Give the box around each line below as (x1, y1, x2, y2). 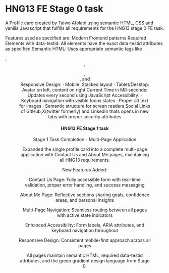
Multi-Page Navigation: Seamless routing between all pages (22, 207, 147, 213)
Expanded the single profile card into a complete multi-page (22, 146, 147, 152)
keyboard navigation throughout (51, 227, 119, 234)
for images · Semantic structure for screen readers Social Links (19, 103, 150, 109)
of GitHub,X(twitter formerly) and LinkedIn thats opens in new (21, 108, 149, 114)
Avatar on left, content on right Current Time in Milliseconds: (22, 86, 148, 93)
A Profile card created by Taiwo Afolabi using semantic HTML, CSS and (5, 20, 154, 26)
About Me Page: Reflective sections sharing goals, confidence (20, 192, 150, 198)
